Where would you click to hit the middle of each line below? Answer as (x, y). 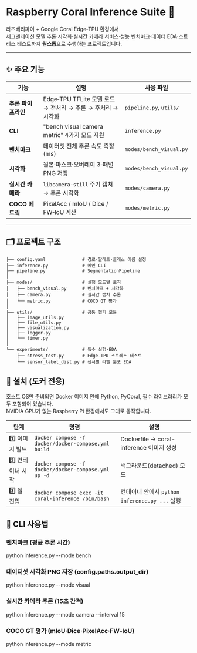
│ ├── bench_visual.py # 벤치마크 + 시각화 (65, 288)
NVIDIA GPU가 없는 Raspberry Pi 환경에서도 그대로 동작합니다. (79, 411)
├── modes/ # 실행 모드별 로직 (64, 282)
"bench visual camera (73, 126)
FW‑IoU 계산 (60, 212)
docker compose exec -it (69, 493)
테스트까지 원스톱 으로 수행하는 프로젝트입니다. (69, 43)
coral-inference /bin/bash (72, 498)
